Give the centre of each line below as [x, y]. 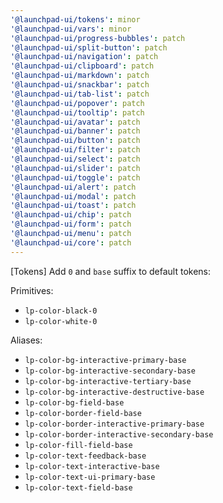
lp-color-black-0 [61, 311]
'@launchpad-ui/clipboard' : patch [82, 66]
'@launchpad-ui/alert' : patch [73, 187]
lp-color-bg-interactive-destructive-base [114, 392]
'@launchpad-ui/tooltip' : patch [77, 112]
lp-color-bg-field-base [74, 402]
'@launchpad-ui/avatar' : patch [75, 122]
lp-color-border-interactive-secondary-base [119, 434]
